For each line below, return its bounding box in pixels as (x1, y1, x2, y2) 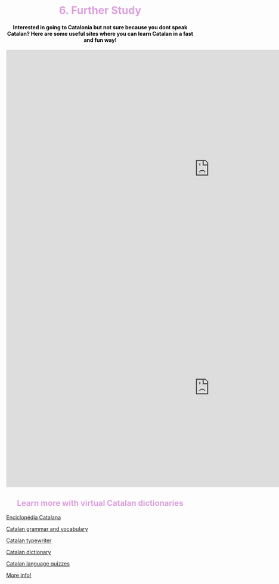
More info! (6, 571, 32, 579)
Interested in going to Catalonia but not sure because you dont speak (13, 23, 188, 30)
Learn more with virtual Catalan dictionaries (17, 498, 184, 508)
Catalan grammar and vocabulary (6, 525, 88, 533)
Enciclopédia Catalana (6, 514, 61, 521)
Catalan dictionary (6, 549, 51, 556)
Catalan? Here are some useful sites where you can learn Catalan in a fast (7, 30, 194, 37)
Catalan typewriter (6, 537, 52, 544)
